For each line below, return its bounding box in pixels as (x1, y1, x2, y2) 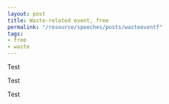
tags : (7, 30, 23, 37)
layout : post (7, 10, 46, 18)
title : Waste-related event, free (7, 17, 110, 24)
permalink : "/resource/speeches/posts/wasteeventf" (7, 23, 163, 30)
